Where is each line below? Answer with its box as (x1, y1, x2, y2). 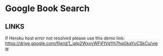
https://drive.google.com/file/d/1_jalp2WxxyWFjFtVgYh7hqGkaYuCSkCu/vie (5, 40, 158, 46)
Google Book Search (5, 3, 90, 14)
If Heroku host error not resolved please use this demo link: (5, 35, 125, 41)
